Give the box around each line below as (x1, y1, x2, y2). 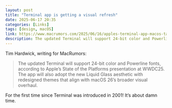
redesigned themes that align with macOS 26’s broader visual (17, 77, 148, 83)
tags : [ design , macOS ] (5, 27, 54, 32)
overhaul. (17, 82, 38, 88)
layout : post (5, 7, 33, 13)
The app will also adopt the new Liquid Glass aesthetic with (17, 71, 143, 77)
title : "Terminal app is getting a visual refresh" (5, 12, 118, 17)
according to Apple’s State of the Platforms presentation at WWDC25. (17, 65, 165, 72)
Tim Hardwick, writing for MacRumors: (5, 50, 87, 57)
